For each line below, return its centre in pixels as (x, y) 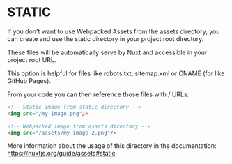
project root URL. (32, 59)
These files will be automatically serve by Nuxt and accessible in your (107, 52)
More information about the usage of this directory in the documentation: (112, 146)
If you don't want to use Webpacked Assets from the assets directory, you (114, 31)
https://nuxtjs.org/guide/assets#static (61, 154)
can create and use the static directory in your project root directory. (106, 38)
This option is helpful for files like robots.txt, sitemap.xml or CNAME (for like (116, 73)
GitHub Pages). (29, 80)
